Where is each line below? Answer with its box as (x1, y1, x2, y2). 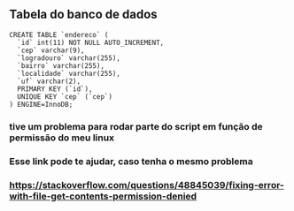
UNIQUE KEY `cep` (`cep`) (17, 92, 113, 101)
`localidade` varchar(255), (17, 69, 121, 78)
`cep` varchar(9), (17, 46, 86, 55)
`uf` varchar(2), (17, 77, 81, 86)
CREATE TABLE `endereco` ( (9, 30, 109, 39)
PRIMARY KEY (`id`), (17, 84, 93, 94)
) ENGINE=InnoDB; (9, 100, 73, 109)
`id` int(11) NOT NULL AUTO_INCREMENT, (17, 38, 165, 47)
